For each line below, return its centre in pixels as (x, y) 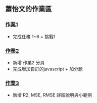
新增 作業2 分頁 (29, 62)
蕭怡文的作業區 (29, 9)
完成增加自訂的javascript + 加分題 (47, 69)
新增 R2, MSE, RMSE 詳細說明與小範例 (52, 95)
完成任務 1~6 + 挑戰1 (34, 36)
